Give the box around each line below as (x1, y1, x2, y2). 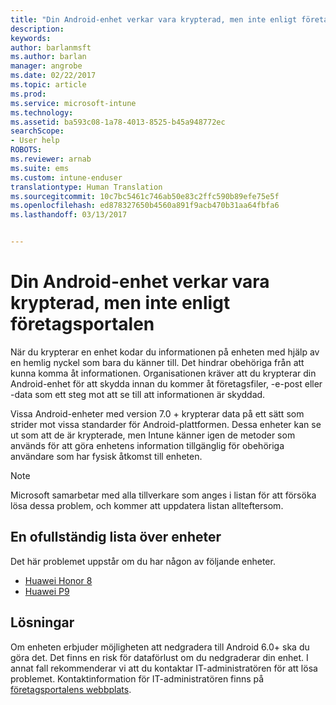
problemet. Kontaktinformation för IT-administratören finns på (10, 672, 265, 685)
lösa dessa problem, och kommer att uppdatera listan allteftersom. (10, 499, 284, 511)
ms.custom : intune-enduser (10, 172, 123, 183)
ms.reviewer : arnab (10, 154, 92, 164)
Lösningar (10, 614, 75, 631)
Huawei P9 (24, 585, 70, 597)
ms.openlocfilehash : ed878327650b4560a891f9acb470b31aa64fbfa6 (10, 201, 280, 211)
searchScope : (10, 126, 65, 136)
